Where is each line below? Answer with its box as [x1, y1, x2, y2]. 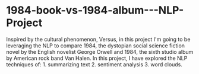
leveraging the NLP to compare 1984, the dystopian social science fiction [6, 42, 185, 49]
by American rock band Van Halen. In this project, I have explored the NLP [6, 54, 188, 62]
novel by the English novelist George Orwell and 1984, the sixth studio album [6, 48, 194, 55]
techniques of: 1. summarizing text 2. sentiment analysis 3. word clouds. [6, 60, 183, 68]
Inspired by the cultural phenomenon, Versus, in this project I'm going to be [6, 36, 191, 43]
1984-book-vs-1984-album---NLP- [6, 4, 184, 17]
